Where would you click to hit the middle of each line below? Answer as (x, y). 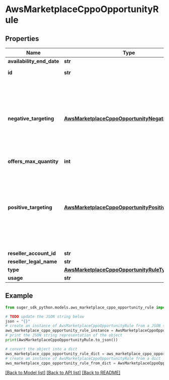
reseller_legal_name (32, 262)
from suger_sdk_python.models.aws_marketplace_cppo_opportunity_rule (80, 307)
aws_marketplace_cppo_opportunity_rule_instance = (59, 331)
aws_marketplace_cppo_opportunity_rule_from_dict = (60, 363)
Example (19, 296)
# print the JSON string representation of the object (64, 335)
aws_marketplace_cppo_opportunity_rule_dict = (55, 354)
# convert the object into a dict (41, 349)
